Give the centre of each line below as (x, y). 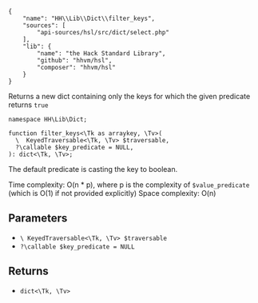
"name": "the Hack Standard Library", (101, 54)
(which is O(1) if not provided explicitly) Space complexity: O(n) (112, 193)
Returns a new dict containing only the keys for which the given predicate (129, 96)
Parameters (38, 219)
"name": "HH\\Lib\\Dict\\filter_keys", (89, 18)
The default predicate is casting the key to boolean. (93, 169)
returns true (28, 105)
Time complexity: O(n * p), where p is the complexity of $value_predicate (129, 185)
